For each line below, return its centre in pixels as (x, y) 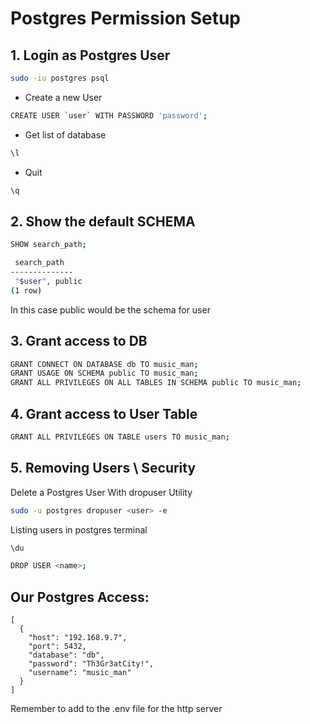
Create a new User (63, 97)
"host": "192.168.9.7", (78, 638)
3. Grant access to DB (79, 341)
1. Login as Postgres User (90, 55)
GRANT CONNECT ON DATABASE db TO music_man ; (104, 364)
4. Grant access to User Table (104, 413)
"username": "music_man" (80, 673)
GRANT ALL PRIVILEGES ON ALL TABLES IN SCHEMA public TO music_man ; (156, 383)
